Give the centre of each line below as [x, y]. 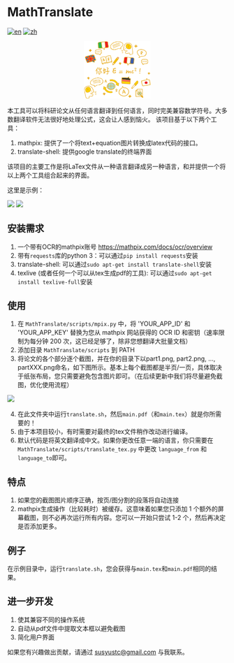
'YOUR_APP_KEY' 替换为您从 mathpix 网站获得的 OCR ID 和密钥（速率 [118, 333]
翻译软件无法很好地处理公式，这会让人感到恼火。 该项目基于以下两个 [112, 119]
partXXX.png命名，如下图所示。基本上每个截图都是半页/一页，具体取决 [119, 367]
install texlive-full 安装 [55, 282]
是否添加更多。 [39, 526]
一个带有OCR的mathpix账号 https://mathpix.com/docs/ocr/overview [115, 247]
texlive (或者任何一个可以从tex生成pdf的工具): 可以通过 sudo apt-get [115, 272]
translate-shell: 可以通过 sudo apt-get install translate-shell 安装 [114, 264]
